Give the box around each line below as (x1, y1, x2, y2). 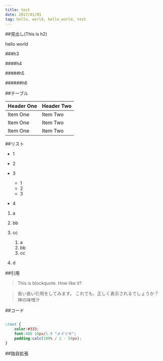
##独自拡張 (5, 350, 29, 356)
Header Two (42, 102, 72, 109)
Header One (8, 102, 38, 109)
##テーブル (5, 90, 29, 96)
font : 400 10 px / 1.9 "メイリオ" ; (14, 331, 77, 336)
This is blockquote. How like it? (17, 280, 82, 286)
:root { (5, 322, 22, 327)
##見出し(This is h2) (5, 31, 48, 37)
